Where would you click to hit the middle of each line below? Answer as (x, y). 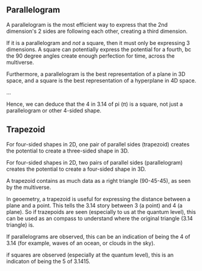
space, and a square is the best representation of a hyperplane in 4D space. (101, 80)
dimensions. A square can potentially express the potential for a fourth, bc (99, 49)
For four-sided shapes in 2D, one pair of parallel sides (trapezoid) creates (98, 144)
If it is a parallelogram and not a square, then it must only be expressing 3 (98, 43)
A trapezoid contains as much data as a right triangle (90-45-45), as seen (99, 180)
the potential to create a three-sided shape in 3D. (68, 151)
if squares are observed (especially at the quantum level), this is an (90, 255)
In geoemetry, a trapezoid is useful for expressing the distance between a (99, 199)
